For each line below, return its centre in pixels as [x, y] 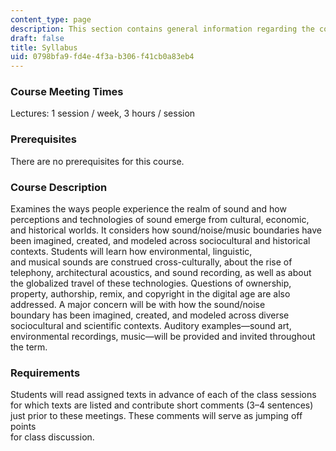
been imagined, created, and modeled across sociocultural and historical [160, 241]
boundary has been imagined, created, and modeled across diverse [150, 315]
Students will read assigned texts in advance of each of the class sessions [163, 395]
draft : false [37, 38]
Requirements [45, 373]
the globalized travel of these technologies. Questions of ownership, [151, 283]
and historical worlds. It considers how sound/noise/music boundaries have [166, 230]
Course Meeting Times [67, 92]
